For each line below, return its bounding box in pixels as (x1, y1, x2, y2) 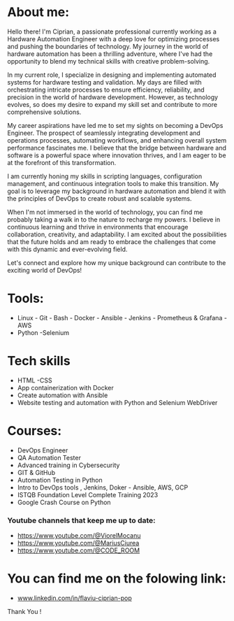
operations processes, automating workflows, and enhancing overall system (7, 136, 227, 144)
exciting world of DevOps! (7, 266, 82, 274)
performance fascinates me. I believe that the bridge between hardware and (7, 143, 227, 152)
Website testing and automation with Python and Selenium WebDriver (17, 398, 218, 406)
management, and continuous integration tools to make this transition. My (7, 179, 219, 187)
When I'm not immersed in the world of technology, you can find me (7, 208, 203, 216)
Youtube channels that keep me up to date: (7, 515, 156, 525)
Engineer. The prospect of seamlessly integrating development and (7, 129, 200, 137)
